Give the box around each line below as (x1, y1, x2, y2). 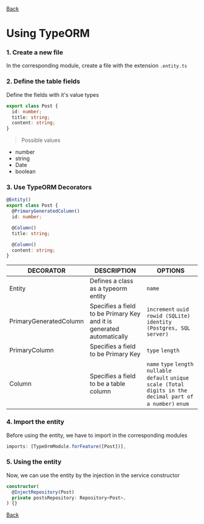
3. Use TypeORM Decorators (6, 183, 92, 191)
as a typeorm (89, 285, 127, 293)
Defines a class (89, 277, 134, 285)
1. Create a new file (6, 48, 64, 57)
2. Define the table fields (6, 77, 81, 86)
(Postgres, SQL (146, 325, 191, 331)
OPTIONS (157, 266, 185, 275)
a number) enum (146, 400, 189, 408)
